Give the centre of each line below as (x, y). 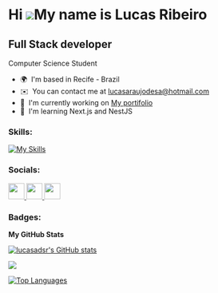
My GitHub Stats (36, 234)
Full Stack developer (60, 44)
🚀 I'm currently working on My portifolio (86, 103)
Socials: (24, 170)
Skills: (21, 132)
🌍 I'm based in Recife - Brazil (69, 79)
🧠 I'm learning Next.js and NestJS (76, 111)
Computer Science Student (53, 63)
